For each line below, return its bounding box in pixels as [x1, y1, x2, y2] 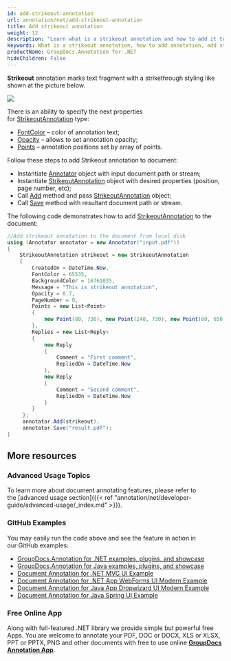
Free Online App [7, 608, 63, 618]
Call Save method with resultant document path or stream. [16, 198, 183, 207]
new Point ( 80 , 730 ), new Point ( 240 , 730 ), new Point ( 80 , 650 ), [43, 316, 229, 323]
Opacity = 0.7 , [32, 290, 76, 297]
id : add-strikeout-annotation [7, 10, 94, 17]
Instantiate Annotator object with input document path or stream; [16, 169, 201, 178]
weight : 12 [7, 29, 38, 36]
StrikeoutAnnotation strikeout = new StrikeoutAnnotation [19, 252, 189, 259]
